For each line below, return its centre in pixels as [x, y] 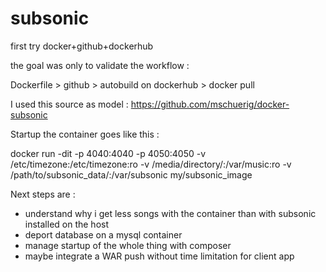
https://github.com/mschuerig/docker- [210, 104]
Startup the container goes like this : [85, 134]
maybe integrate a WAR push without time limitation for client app [159, 256]
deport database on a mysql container [103, 234]
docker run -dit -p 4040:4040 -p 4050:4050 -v [108, 153]
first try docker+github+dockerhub [82, 46]
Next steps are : [43, 194]
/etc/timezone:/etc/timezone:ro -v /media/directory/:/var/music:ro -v [151, 164]
